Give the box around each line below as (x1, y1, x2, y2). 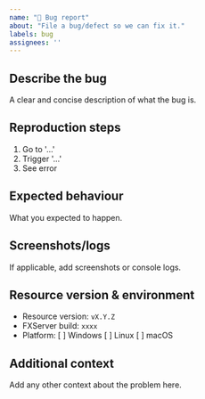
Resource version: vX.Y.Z (21, 311, 116, 322)
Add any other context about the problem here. (9, 379, 183, 390)
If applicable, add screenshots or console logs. (9, 262, 181, 273)
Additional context (9, 355, 114, 370)
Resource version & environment (9, 287, 195, 303)
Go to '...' (21, 143, 55, 154)
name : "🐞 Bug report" (9, 12, 90, 22)
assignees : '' (9, 37, 62, 47)
